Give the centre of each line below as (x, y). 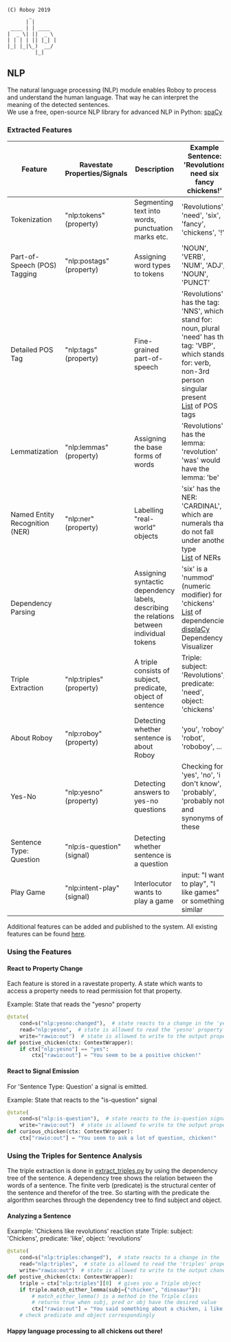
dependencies (205, 621)
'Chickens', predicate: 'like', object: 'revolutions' (75, 1239)
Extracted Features (40, 130)
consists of (152, 671)
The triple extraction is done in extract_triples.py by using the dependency (112, 1171)
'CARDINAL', (201, 506)
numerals (196, 523)
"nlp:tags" (81, 350)
